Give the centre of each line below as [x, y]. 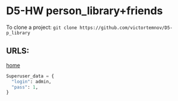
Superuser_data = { [30, 76]
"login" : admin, [31, 82]
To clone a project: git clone [42, 27]
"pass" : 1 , [25, 87]
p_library [18, 33]
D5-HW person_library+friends [85, 11]
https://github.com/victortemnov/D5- [126, 28]
